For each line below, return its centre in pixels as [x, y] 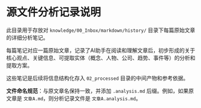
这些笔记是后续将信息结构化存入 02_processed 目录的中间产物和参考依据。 [97, 78]
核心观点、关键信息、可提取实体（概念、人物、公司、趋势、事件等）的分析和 [101, 58]
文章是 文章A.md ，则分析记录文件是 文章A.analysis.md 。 [74, 98]
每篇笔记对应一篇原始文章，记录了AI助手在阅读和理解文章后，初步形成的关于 [101, 50]
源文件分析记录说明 [54, 12]
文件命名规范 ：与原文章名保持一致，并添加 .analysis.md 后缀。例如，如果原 [100, 91]
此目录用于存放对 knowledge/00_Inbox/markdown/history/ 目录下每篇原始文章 [101, 30]
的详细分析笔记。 [27, 37]
